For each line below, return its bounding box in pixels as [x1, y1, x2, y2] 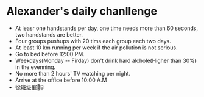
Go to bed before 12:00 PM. [15, 50, 85, 57]
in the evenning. [15, 63, 56, 71]
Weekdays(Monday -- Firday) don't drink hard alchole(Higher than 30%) [15, 57, 197, 64]
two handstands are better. [15, 31, 83, 38]
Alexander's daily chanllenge [6, 4, 157, 18]
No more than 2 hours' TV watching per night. [15, 70, 131, 77]
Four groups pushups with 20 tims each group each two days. [15, 37, 172, 45]
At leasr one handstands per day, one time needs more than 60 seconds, [15, 24, 199, 32]
